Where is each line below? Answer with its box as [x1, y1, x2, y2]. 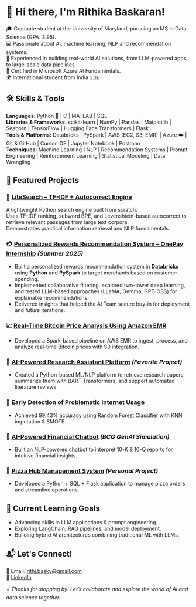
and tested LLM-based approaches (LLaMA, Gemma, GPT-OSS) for [14, 287, 177, 295]
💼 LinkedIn [6, 574, 32, 581]
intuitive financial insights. [14, 452, 78, 459]
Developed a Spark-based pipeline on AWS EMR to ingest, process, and [14, 337, 188, 344]
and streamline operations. [14, 486, 80, 493]
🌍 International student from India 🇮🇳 [6, 73, 99, 81]
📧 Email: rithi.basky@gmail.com [6, 567, 82, 574]
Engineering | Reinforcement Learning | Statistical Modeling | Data [6, 152, 166, 159]
